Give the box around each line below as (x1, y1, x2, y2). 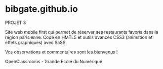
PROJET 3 (5, 20, 26, 25)
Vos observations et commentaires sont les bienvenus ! (5, 49, 118, 55)
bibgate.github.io (5, 3, 78, 15)
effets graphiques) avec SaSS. (5, 39, 67, 45)
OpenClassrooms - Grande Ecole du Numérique (5, 58, 103, 64)
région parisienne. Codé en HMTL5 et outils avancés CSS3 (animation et (5, 34, 153, 40)
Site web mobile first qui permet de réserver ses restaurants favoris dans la (5, 29, 159, 35)
